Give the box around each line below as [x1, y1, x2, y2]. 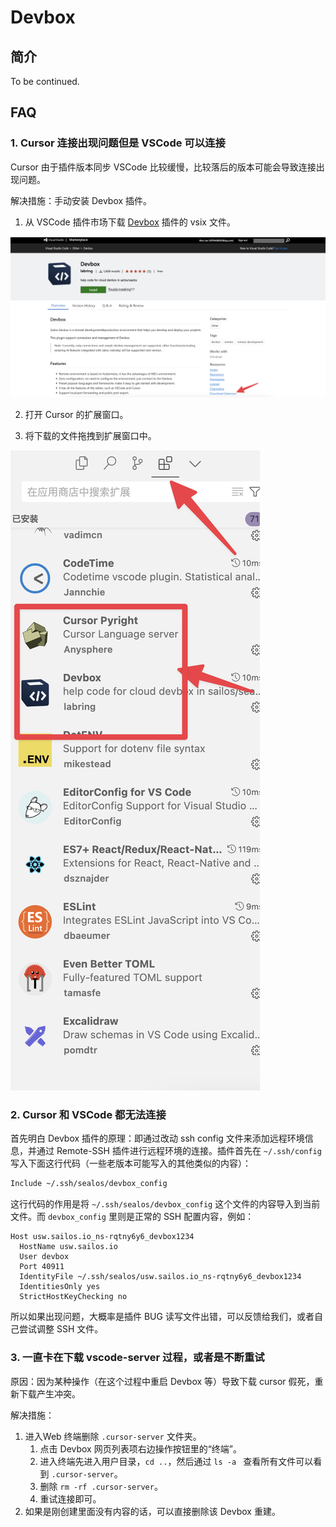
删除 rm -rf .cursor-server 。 [39, 1480, 163, 1492]
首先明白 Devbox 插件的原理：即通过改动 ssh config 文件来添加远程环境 [10, 1132, 305, 1145]
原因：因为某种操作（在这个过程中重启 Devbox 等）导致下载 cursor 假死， [10, 1375, 315, 1387]
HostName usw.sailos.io [19, 1242, 118, 1252]
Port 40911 [19, 1262, 65, 1272]
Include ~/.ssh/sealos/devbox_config [10, 1179, 168, 1189]
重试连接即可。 [39, 1492, 102, 1505]
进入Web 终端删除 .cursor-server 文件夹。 [24, 1430, 202, 1442]
